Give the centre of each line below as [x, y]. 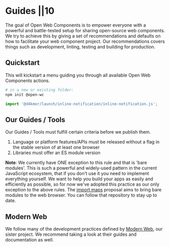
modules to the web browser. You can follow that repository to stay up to [81, 195]
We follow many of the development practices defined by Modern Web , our [84, 229]
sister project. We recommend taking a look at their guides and [71, 234]
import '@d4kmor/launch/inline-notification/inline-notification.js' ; [81, 104]
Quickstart [23, 63]
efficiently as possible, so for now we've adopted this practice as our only [82, 184]
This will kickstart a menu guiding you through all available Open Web [78, 75]
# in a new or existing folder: [39, 90]
